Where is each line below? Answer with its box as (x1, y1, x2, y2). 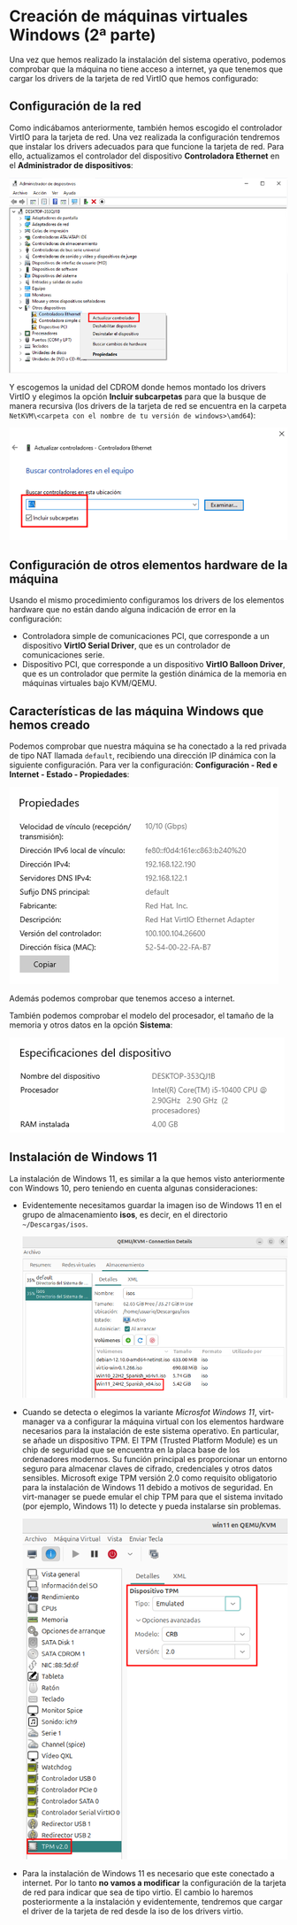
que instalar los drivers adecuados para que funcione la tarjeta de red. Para (9, 141, 285, 151)
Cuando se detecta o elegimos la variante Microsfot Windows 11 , (21, 1406, 258, 1417)
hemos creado (9, 717, 90, 732)
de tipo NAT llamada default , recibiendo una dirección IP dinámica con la (9, 751, 277, 761)
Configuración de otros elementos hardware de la (9, 558, 288, 573)
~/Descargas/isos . (21, 1219, 88, 1229)
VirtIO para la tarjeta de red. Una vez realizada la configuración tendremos (9, 131, 280, 142)
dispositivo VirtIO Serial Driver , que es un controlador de (21, 640, 232, 651)
